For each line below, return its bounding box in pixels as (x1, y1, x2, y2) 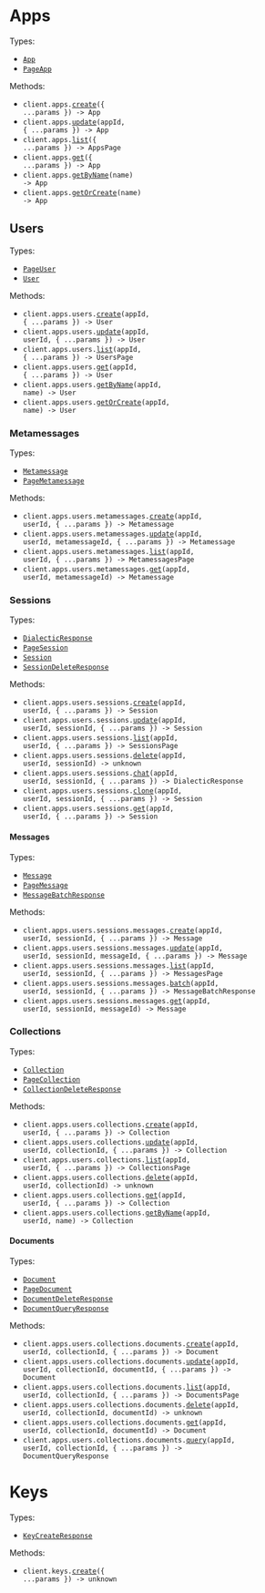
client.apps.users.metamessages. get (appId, (22, 565, 191, 574)
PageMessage (22, 880, 68, 889)
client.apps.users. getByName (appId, (22, 380, 162, 389)
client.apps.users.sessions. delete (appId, (22, 751, 187, 761)
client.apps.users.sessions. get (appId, (22, 804, 175, 814)
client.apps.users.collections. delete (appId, (22, 1173, 199, 1182)
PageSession (22, 643, 68, 653)
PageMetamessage (22, 477, 85, 486)
